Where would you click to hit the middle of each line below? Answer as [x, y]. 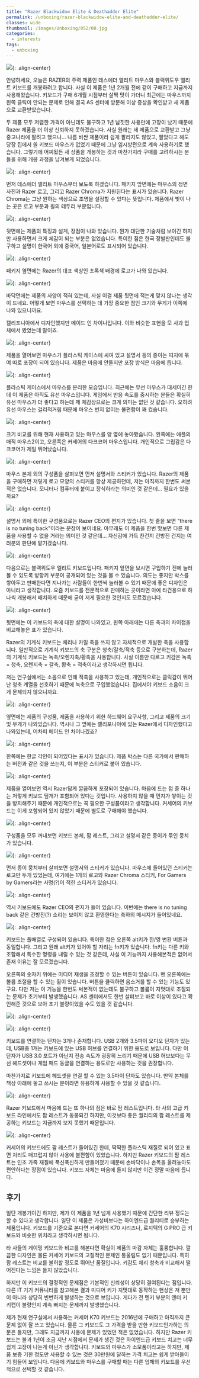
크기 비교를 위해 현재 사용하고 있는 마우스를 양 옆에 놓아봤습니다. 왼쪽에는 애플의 [99, 434]
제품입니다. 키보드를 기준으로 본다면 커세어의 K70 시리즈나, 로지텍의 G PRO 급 [96, 1228]
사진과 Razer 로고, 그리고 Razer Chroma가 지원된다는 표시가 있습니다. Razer [95, 191]
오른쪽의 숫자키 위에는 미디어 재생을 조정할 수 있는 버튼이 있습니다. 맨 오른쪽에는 [99, 974]
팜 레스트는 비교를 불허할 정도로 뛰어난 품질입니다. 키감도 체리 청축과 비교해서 [95, 1263]
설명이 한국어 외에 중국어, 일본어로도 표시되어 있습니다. [85, 246]
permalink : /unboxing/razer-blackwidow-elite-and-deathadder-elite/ [92, 17]
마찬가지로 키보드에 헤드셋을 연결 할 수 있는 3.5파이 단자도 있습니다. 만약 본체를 [97, 1075]
